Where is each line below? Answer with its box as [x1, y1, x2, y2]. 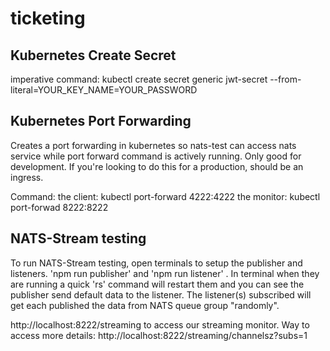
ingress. [10, 171, 44, 183]
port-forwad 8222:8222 [10, 201, 109, 213]
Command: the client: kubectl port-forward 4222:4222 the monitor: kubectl [10, 190, 321, 202]
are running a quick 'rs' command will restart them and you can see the [10, 278, 305, 290]
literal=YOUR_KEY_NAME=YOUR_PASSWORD [10, 84, 198, 96]
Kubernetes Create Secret [10, 47, 177, 64]
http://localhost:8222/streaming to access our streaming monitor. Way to [10, 318, 310, 331]
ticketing [10, 7, 86, 30]
